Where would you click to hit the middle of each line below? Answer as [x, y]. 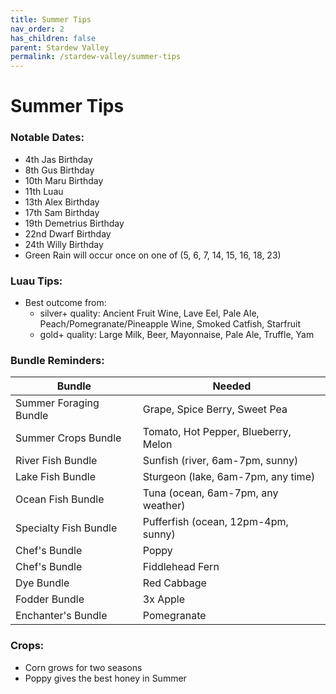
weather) [164, 506]
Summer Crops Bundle [68, 438]
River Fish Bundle [56, 461]
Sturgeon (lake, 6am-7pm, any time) [229, 477]
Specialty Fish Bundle [66, 528]
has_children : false [53, 38]
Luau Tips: [36, 281]
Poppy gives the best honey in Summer [105, 678]
